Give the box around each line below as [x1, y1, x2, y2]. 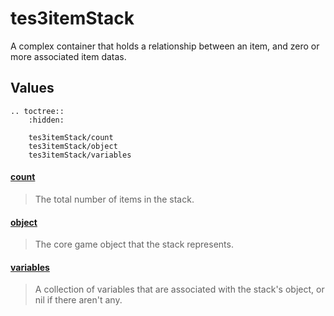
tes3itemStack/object [28, 141, 118, 151]
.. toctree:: [10, 106, 65, 116]
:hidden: [28, 115, 65, 125]
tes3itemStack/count [28, 132, 114, 142]
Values [10, 80, 55, 97]
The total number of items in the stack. [34, 193, 195, 205]
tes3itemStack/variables [28, 150, 132, 160]
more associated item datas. [10, 50, 127, 62]
